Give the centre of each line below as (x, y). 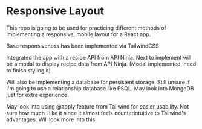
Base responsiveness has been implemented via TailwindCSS (83, 46)
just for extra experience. (38, 95)
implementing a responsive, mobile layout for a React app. (79, 34)
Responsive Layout (55, 11)
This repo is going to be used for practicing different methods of (86, 28)
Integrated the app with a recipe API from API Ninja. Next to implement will (99, 57)
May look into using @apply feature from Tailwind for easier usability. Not (98, 106)
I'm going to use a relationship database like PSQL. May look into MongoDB (100, 88)
